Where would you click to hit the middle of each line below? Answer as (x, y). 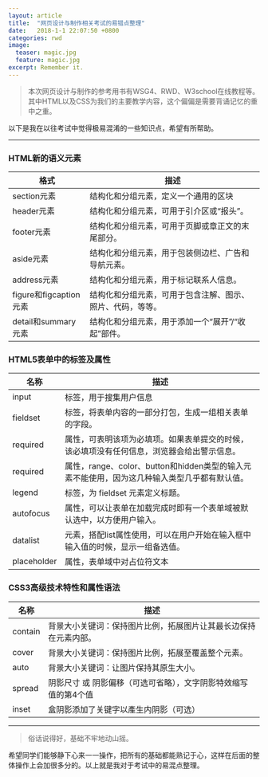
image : (19, 45)
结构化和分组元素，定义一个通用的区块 (161, 196)
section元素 (34, 196)
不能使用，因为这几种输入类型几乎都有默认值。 (161, 478)
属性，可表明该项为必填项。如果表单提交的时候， (157, 439)
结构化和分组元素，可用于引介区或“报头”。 (169, 211)
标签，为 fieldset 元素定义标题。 (125, 493)
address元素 (35, 280)
